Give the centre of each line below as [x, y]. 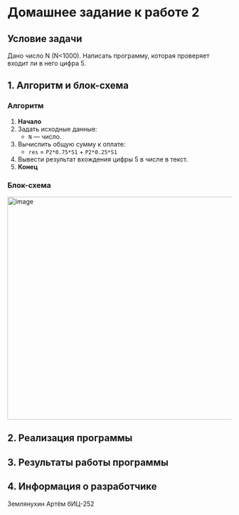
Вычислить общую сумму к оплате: [71, 144]
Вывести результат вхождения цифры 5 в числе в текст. [103, 159]
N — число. [45, 137]
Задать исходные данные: [57, 129]
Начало [29, 121]
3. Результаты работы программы [88, 462]
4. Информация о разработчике [82, 487]
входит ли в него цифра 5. [47, 63]
